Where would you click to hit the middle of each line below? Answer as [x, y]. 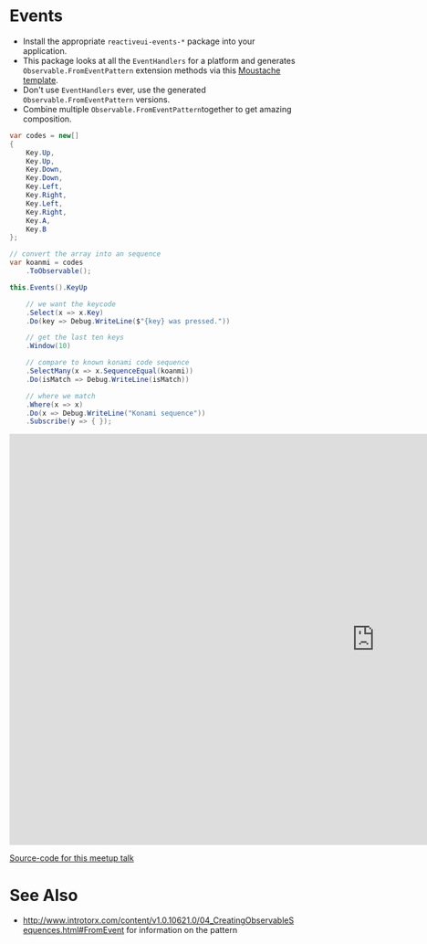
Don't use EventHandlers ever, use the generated [115, 90]
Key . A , [38, 220]
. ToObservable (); [59, 271]
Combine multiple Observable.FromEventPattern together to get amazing [157, 109]
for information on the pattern [182, 930]
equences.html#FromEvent [73, 930]
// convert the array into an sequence [85, 254]
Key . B [36, 229]
